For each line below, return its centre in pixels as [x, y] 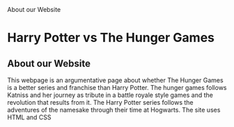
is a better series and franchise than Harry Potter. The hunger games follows [117, 88]
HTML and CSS [29, 117]
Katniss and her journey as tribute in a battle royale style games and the [110, 95]
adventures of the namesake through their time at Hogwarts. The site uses [114, 110]
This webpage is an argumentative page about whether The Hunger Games [116, 80]
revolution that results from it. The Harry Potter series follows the [100, 102]
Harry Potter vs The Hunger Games [111, 38]
